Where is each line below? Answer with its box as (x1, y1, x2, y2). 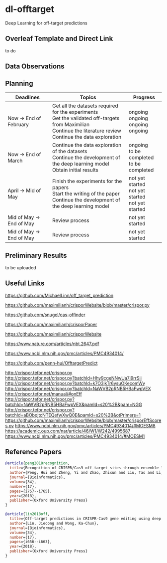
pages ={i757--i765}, (9, 489, 52, 494)
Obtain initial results (52, 166, 98, 173)
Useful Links (5, 279, 45, 288)
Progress (133, 94, 155, 101)
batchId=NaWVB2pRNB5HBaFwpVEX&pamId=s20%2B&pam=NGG (5, 401, 143, 407)
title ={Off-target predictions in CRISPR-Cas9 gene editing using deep (9, 516, 162, 522)
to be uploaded (5, 264, 36, 270)
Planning (5, 79, 33, 88)
